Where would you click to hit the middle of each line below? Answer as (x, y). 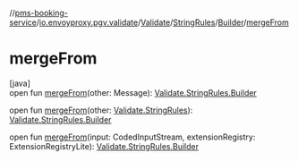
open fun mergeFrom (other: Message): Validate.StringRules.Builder (133, 92)
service (23, 22)
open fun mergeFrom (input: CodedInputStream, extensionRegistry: (132, 137)
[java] (20, 83)
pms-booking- (42, 13)
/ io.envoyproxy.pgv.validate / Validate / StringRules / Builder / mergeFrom (162, 22)
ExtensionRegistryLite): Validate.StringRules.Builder (104, 146)
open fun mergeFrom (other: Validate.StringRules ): (101, 110)
